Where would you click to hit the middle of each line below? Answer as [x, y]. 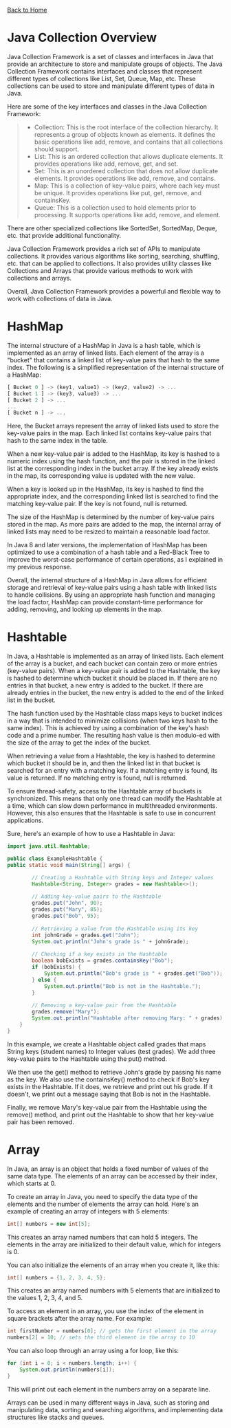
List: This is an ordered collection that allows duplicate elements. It [129, 156]
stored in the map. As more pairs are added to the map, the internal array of [114, 525]
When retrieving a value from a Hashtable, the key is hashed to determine [111, 756]
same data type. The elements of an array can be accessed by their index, [112, 1176]
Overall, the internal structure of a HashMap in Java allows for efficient [107, 580]
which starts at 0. [32, 1183]
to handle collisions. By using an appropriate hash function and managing [111, 595]
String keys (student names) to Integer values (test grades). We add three [111, 1051]
